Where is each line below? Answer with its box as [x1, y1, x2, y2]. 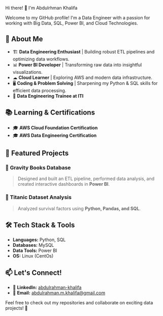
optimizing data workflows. [12, 56, 70, 62]
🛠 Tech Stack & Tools [5, 221, 75, 229]
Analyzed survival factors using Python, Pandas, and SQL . [17, 205, 141, 211]
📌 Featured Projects [5, 149, 69, 158]
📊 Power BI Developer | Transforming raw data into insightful [12, 62, 142, 68]
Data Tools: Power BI [12, 247, 57, 254]
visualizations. [12, 69, 43, 75]
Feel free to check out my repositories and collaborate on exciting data [5, 300, 153, 306]
